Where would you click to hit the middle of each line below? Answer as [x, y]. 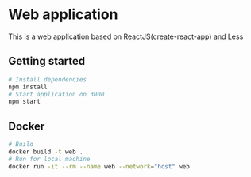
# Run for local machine [49, 159]
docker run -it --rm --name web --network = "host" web [99, 166]
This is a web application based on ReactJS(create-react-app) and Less [126, 36]
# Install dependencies [48, 79]
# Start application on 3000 [56, 94]
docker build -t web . [46, 152]
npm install [28, 87]
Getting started [47, 61]
